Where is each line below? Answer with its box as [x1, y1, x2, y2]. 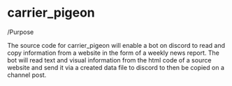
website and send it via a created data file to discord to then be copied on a [7, 63, 225, 71]
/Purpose [7, 28, 34, 36]
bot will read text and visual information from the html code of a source [7, 55, 212, 64]
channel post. [7, 71, 47, 79]
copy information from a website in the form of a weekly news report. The [7, 49, 220, 57]
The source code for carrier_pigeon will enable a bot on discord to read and [7, 41, 226, 49]
